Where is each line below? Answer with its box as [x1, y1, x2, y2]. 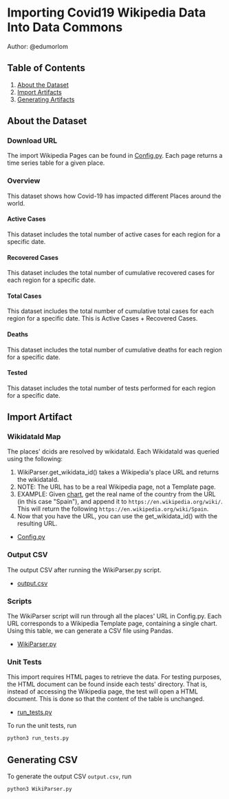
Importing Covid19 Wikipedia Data [7, 5, 206, 21]
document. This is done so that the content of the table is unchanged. [7, 695, 205, 703]
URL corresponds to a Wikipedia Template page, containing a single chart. [7, 619, 218, 628]
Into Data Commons [7, 19, 123, 35]
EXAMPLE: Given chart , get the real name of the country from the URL [17, 490, 216, 498]
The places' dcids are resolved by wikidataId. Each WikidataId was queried [7, 447, 219, 456]
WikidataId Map [7, 432, 61, 442]
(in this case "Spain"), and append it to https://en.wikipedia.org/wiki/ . [17, 498, 223, 506]
